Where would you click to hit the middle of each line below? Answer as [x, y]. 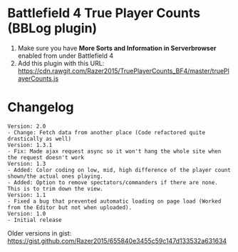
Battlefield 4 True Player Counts [104, 13]
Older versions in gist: [40, 233]
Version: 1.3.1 [30, 145]
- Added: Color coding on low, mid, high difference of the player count [119, 170]
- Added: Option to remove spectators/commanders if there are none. [113, 182]
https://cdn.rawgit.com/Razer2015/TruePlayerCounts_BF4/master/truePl [123, 71]
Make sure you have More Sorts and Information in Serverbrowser [117, 48]
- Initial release [35, 220]
